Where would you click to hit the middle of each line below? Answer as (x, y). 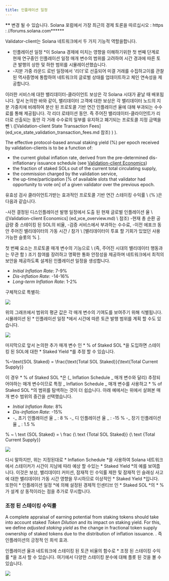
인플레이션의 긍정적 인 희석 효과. (37, 540)
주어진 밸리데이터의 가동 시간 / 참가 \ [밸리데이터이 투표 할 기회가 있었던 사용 (85, 231)
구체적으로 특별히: (23, 292)
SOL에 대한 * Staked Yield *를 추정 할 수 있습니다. (65, 351)
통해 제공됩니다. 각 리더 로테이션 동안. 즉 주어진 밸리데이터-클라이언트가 (85, 113)
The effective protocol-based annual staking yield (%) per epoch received (82, 142)
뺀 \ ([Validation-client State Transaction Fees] (53, 126)
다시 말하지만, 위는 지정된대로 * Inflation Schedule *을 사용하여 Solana (76, 460)
